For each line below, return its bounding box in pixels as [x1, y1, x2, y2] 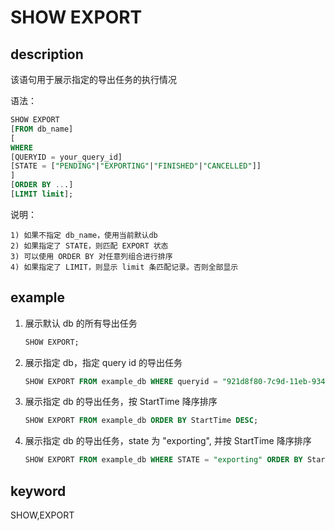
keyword [10, 482, 67, 500]
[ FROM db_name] [10, 124, 74, 134]
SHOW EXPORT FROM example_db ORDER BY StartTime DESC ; [24, 416, 259, 426]
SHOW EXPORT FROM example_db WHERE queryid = [24, 376, 218, 386]
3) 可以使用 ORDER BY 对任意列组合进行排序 [10, 251, 173, 261]
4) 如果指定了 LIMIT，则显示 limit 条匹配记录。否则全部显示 [10, 262, 239, 272]
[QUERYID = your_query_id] [10, 152, 123, 162]
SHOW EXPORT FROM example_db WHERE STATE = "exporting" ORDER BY [24, 455, 303, 465]
